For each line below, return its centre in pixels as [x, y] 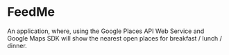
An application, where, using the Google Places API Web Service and [106, 31]
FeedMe [31, 12]
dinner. [17, 45]
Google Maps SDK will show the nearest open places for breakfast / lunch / [114, 38]
